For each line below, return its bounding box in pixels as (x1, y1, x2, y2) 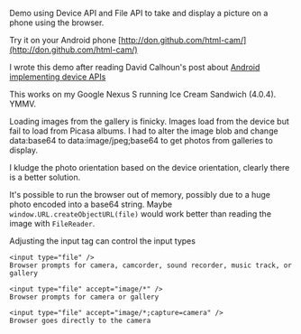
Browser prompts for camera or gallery (9, 292, 160, 302)
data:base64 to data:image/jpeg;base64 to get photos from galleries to (9, 135, 273, 145)
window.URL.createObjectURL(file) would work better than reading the (9, 209, 272, 219)
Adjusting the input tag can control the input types (9, 236, 196, 246)
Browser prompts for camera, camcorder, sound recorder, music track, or (9, 261, 293, 270)
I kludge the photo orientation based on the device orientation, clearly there (9, 162, 290, 172)
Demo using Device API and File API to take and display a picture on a (9, 8, 269, 18)
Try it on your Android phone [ (9, 35, 122, 45)
